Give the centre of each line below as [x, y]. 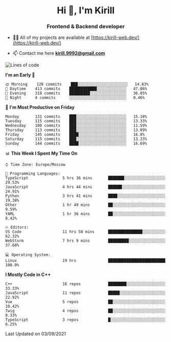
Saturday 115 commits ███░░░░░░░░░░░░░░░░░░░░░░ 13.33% [76, 139]
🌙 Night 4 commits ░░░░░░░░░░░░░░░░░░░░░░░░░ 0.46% [75, 98]
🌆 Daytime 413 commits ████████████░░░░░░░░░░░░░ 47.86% [76, 89]
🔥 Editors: [17, 227]
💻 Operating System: [28, 255]
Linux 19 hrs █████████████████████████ [86, 261]
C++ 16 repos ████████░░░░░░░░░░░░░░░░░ [86, 284]
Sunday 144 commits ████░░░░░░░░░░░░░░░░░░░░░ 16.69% [76, 144]
